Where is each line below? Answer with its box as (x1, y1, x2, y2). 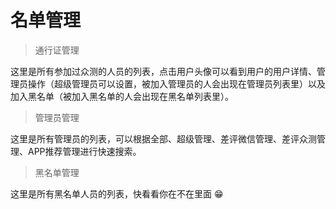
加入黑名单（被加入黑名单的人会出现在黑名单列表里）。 (10, 90, 234, 102)
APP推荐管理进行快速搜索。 (27, 145, 142, 157)
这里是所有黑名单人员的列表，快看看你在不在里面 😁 (10, 187, 224, 200)
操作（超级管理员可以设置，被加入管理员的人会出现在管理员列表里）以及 (27, 77, 326, 90)
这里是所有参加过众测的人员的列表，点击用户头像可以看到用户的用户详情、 (10, 65, 317, 77)
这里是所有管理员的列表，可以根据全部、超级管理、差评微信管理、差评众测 (10, 132, 317, 145)
